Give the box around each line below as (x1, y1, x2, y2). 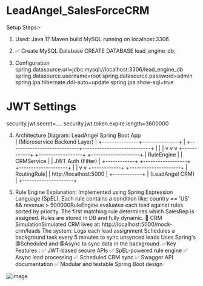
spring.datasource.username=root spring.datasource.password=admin (15, 72, 193, 79)
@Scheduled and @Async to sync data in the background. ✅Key (15, 240, 177, 247)
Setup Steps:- (6, 24, 41, 31)
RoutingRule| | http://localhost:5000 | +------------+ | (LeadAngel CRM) (15, 170, 195, 178)
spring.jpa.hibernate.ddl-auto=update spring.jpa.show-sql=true (15, 78, 174, 85)
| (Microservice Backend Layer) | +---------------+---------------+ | (15, 138, 186, 145)
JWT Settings (6, 100, 77, 114)
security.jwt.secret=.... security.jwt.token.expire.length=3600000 (6, 119, 169, 127)
